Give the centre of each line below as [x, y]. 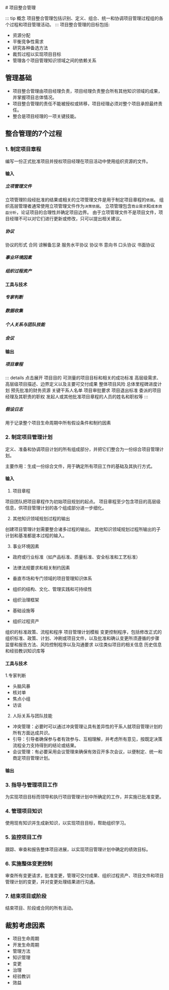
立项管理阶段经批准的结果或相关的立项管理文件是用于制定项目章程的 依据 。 [82, 200]
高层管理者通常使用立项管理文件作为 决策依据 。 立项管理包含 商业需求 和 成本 [84, 206]
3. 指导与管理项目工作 [31, 785]
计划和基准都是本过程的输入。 [36, 535]
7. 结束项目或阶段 [26, 896]
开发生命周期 [26, 945]
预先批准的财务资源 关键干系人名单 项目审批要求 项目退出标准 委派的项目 [86, 390]
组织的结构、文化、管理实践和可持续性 [52, 589]
